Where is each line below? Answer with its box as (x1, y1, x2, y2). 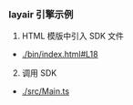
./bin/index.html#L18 (21, 48, 98, 60)
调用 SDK (21, 68, 57, 79)
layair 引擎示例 (8, 7, 74, 20)
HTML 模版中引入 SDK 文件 (21, 30, 125, 42)
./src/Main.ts (21, 86, 70, 97)
